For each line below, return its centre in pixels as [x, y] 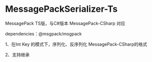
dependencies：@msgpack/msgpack [44, 33]
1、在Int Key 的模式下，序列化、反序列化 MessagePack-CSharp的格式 [76, 44]
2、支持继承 [17, 55]
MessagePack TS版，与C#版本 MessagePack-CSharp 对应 [65, 23]
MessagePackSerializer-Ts [61, 9]
